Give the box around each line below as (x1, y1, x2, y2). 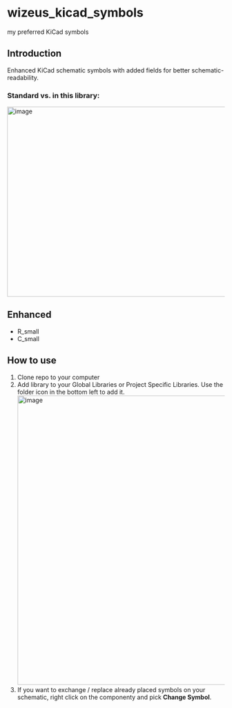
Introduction (7, 48, 62, 59)
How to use (7, 354, 57, 367)
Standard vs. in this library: (7, 90, 100, 100)
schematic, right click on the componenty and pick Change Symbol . (17, 693, 212, 701)
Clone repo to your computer (17, 373, 100, 381)
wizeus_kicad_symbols (7, 5, 144, 21)
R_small (17, 327, 39, 336)
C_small (17, 334, 40, 343)
